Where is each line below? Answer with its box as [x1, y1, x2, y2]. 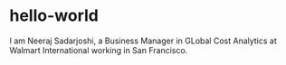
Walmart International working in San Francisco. [9, 44, 188, 55]
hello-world [9, 5, 100, 26]
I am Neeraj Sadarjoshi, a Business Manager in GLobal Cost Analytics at [9, 35, 278, 46]
